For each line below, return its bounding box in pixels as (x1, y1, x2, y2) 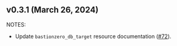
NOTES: (6, 21, 26, 28)
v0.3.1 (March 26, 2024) (6, 5, 99, 15)
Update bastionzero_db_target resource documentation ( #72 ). (15, 33, 172, 40)
